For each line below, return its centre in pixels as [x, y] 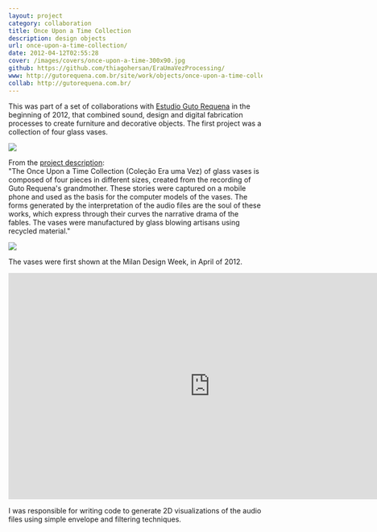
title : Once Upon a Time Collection [70, 31]
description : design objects [57, 38]
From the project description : [56, 163]
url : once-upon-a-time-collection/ [68, 46]
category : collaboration [50, 23]
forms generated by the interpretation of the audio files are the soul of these [135, 205]
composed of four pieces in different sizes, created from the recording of [130, 179]
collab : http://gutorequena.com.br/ [70, 83]
